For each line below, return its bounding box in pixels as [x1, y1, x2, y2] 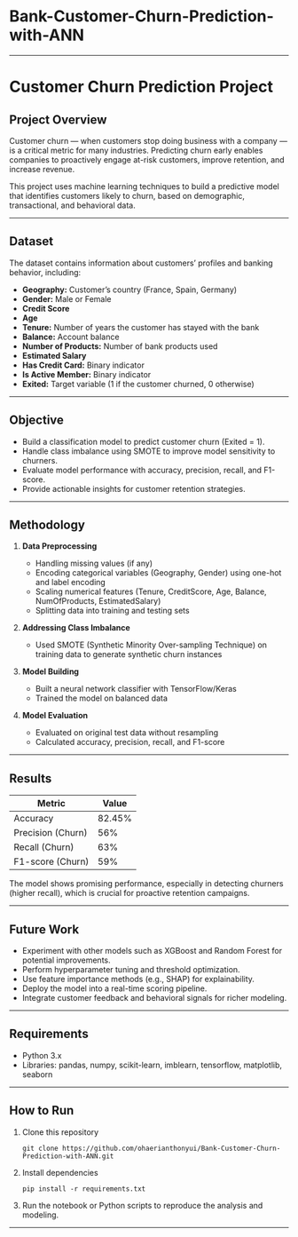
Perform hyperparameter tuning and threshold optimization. [21, 964, 241, 974]
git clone [21, 1144, 59, 1153]
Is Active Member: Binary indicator [21, 369, 152, 379]
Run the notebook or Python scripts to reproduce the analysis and [21, 1200, 263, 1210]
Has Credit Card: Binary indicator [21, 360, 145, 370]
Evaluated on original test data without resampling [35, 727, 219, 738]
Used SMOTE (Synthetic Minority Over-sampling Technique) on [35, 639, 268, 650]
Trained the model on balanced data [35, 693, 169, 703]
